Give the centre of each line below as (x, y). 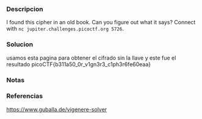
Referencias (25, 96)
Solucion (20, 44)
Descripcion (25, 9)
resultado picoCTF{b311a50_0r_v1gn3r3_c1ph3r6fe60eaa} (79, 64)
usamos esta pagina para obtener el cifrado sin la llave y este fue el (91, 58)
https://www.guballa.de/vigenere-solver (57, 109)
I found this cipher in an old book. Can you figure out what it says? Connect (101, 22)
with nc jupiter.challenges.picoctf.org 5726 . (65, 29)
